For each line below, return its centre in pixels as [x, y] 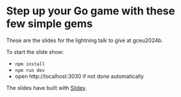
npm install [30, 64]
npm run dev [30, 70]
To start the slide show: [35, 51]
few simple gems [49, 24]
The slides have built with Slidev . [46, 87]
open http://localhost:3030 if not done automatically [79, 76]
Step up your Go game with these [91, 11]
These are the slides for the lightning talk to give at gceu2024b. [85, 40]
